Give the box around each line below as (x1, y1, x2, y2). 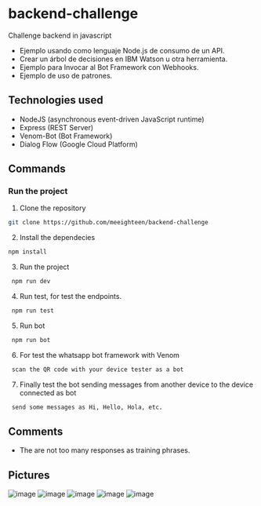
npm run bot (11, 336, 51, 344)
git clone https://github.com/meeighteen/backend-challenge (8, 219, 209, 227)
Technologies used (8, 93, 103, 107)
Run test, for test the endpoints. (19, 292, 122, 301)
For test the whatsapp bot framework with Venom (19, 350, 180, 359)
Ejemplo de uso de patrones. (19, 71, 113, 80)
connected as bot (19, 388, 77, 397)
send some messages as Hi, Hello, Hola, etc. (11, 403, 163, 411)
